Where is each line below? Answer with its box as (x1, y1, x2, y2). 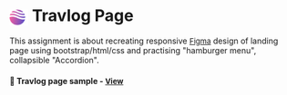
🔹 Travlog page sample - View (9, 75, 124, 86)
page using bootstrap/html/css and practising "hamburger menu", (9, 44, 257, 55)
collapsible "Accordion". (9, 54, 99, 65)
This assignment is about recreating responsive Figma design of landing (9, 35, 279, 46)
